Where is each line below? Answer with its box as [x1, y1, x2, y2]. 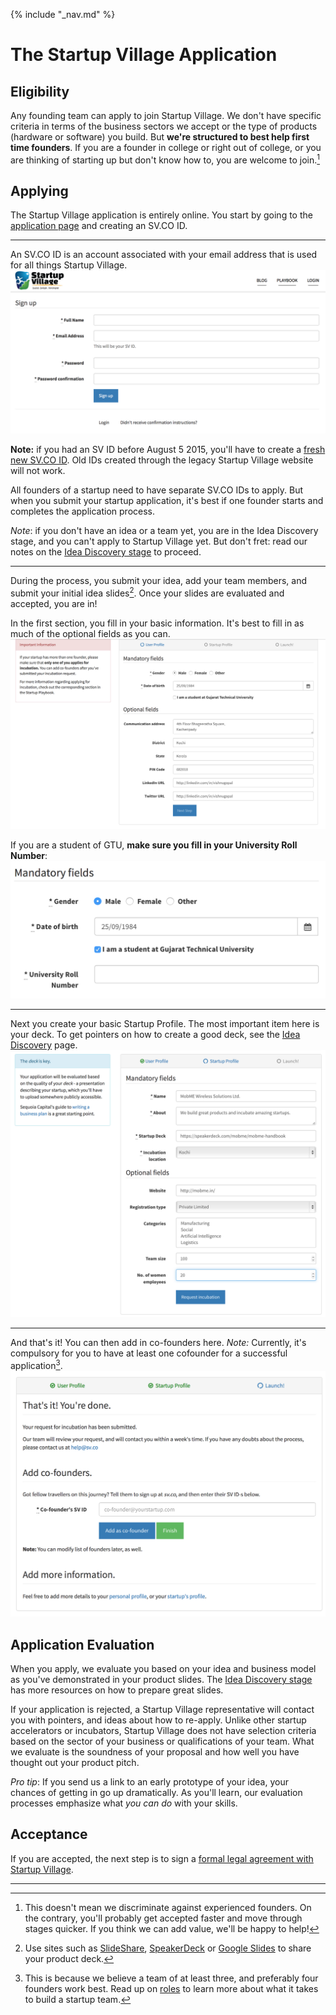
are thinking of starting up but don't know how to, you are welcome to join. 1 [10, 152, 321, 166]
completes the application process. [10, 505, 156, 518]
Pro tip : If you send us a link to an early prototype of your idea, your [10, 1776, 289, 1788]
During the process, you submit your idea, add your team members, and [10, 575, 308, 587]
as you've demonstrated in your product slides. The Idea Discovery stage [10, 1674, 313, 1686]
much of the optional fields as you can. [10, 627, 171, 639]
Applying [10, 183, 69, 200]
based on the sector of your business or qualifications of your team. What [10, 1735, 315, 1748]
